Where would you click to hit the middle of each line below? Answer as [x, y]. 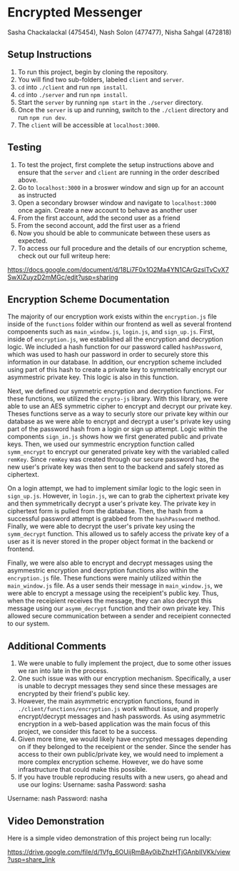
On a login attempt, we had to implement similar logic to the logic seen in [114, 488]
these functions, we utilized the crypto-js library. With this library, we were [118, 399]
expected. [32, 241]
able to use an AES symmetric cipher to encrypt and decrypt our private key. [120, 406]
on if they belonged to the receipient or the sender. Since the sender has [124, 747]
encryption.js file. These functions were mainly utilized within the [105, 578]
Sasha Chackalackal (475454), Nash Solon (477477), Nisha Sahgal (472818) [119, 32]
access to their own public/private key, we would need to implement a [120, 755]
